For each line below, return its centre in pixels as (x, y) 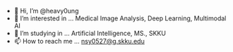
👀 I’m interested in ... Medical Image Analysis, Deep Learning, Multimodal (120, 18)
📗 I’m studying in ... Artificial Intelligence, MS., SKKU (90, 33)
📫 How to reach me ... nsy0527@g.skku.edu (79, 41)
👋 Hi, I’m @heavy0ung (46, 11)
